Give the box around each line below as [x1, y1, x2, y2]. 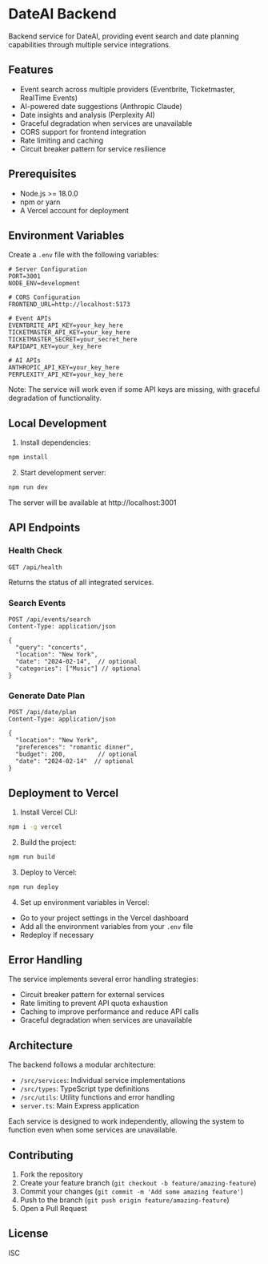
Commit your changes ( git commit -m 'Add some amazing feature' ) [19, 1187, 244, 1197]
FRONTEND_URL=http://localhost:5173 [8, 301, 130, 309]
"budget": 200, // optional [15, 750, 138, 758]
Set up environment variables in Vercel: [19, 897, 150, 907]
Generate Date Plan [8, 690, 86, 701]
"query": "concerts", [15, 643, 88, 652]
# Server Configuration [8, 265, 88, 273]
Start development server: [19, 468, 106, 478]
